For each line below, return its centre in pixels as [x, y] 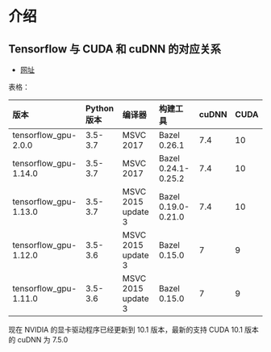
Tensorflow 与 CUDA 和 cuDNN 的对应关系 [115, 49]
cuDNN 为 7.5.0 [43, 339]
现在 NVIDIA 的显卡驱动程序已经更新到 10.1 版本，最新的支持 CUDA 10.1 [126, 329]
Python [100, 108]
